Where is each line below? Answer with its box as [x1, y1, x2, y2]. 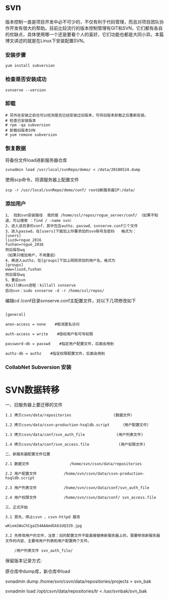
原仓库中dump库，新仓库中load [5, 568, 70, 574]
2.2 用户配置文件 [5, 471, 37, 476]
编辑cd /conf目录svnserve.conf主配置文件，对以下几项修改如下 [5, 298, 136, 304]
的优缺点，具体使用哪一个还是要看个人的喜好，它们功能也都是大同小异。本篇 [5, 31, 164, 37]
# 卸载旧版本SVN [5, 128, 36, 133]
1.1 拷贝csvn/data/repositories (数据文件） [5, 413, 135, 418]
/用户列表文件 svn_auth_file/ [14, 548, 73, 553]
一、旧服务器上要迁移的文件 [5, 402, 63, 408]
